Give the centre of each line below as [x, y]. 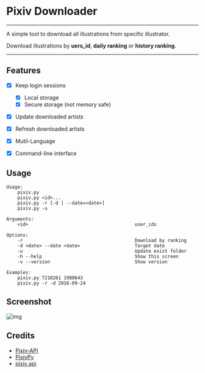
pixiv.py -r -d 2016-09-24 [52, 283]
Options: [17, 235]
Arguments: [20, 219]
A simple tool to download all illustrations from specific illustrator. [88, 34]
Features [23, 71]
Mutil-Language [35, 141]
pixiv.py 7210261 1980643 [50, 278]
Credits [21, 336]
